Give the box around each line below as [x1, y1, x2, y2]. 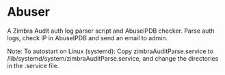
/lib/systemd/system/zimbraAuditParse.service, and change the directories [7, 54, 219, 62]
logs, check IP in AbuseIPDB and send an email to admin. [7, 33, 168, 42]
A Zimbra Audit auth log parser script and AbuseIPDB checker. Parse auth [7, 27, 215, 35]
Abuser [7, 4, 50, 20]
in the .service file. [7, 61, 59, 70]
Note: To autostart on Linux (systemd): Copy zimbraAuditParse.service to [7, 47, 214, 55]
